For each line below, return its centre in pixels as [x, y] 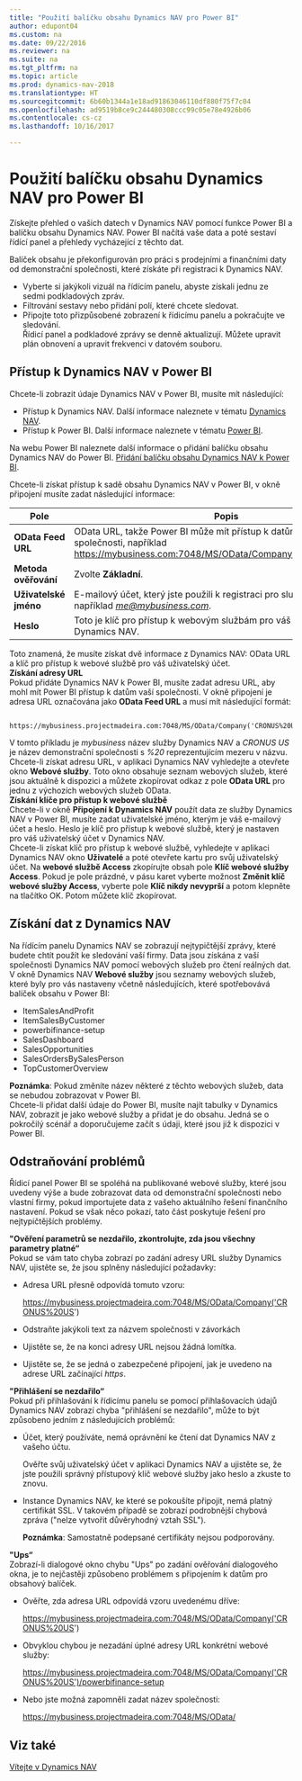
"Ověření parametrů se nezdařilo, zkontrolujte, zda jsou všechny [133, 1239]
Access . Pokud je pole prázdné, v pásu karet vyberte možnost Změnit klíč [147, 876]
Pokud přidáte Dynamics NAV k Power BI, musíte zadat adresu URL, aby [142, 682]
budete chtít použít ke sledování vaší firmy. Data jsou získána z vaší [134, 955]
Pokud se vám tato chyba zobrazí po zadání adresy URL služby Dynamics [146, 1258]
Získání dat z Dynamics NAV [90, 924]
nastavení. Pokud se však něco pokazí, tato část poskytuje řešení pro [138, 1212]
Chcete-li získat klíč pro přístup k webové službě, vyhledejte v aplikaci [139, 848]
